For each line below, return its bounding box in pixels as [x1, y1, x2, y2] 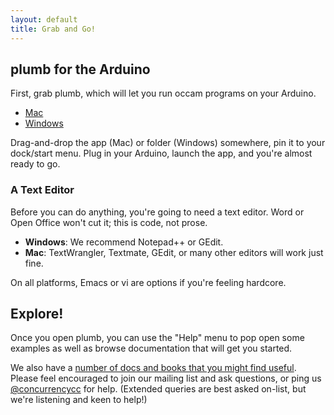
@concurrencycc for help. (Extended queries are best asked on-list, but [10, 383, 307, 395]
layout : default [10, 14, 78, 25]
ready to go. [10, 158, 61, 170]
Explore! [10, 306, 64, 322]
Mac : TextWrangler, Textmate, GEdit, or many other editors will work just [24, 246, 324, 258]
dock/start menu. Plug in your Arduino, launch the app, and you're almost [10, 147, 313, 160]
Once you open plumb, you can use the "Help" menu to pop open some [10, 332, 305, 344]
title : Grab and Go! [10, 24, 97, 34]
